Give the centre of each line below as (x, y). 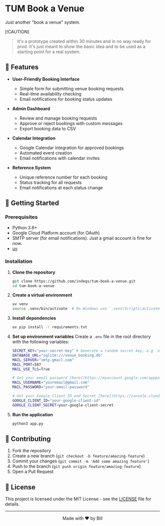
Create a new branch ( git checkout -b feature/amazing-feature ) (78, 456)
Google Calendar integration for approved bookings (72, 148)
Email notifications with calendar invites (59, 158)
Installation (19, 261)
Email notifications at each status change (61, 187)
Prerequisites (21, 217)
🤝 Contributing (28, 439)
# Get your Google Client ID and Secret (54, 396)
